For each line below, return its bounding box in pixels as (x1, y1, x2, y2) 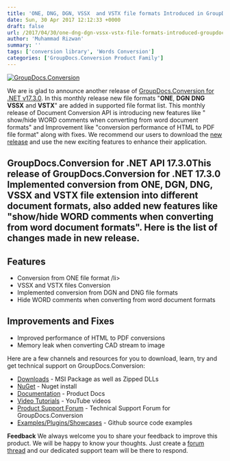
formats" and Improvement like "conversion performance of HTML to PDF (7, 123, 215, 131)
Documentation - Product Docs (16, 389, 105, 397)
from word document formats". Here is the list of (7, 222, 218, 234)
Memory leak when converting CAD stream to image (16, 340, 166, 349)
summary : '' (7, 42, 41, 49)
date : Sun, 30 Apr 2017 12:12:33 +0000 (7, 16, 121, 23)
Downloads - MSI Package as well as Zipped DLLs (16, 375, 159, 383)
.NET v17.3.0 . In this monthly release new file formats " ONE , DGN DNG (7, 94, 205, 102)
